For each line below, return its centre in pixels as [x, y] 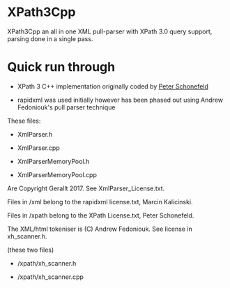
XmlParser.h [35, 134]
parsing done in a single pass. [50, 38]
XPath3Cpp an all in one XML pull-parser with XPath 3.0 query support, [110, 31]
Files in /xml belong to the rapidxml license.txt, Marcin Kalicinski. [100, 202]
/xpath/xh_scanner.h [47, 263]
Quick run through [61, 67]
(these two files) [31, 250]
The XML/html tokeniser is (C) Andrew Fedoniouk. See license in [100, 229]
